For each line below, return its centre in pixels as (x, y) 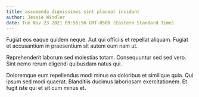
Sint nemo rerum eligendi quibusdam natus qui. (64, 64)
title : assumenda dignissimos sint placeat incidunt (73, 12)
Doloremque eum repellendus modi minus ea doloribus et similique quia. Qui (100, 76)
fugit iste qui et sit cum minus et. (46, 88)
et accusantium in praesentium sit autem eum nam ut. (72, 46)
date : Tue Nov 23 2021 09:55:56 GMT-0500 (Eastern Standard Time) (90, 23)
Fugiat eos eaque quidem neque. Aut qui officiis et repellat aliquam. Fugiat (97, 40)
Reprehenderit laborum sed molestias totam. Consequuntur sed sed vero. (96, 58)
